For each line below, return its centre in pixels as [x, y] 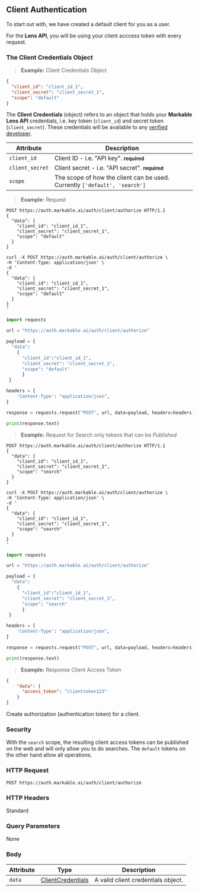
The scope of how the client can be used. [112, 178]
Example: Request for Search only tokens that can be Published [99, 435]
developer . [19, 134]
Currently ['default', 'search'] [100, 185]
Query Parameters [33, 826]
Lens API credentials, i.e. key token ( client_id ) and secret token [85, 121]
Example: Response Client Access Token [71, 670]
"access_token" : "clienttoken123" [65, 692]
